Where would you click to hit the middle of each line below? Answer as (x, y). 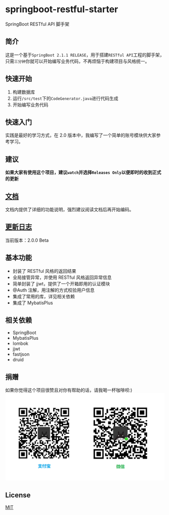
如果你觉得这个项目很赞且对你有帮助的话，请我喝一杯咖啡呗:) (69, 390)
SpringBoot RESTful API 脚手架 (37, 24)
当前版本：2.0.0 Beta (27, 240)
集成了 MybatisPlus (33, 303)
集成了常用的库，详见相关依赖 (44, 296)
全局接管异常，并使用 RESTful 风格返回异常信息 (62, 277)
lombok (20, 343)
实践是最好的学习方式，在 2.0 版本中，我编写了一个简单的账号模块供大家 (81, 135)
